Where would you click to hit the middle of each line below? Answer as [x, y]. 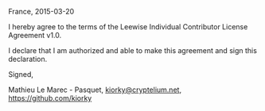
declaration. [28, 59]
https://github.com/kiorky [50, 98]
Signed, [21, 74]
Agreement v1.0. [35, 35]
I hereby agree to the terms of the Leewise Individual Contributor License [128, 27]
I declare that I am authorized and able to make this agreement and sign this [132, 50]
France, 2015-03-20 [41, 11]
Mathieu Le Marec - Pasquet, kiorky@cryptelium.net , [95, 90]
